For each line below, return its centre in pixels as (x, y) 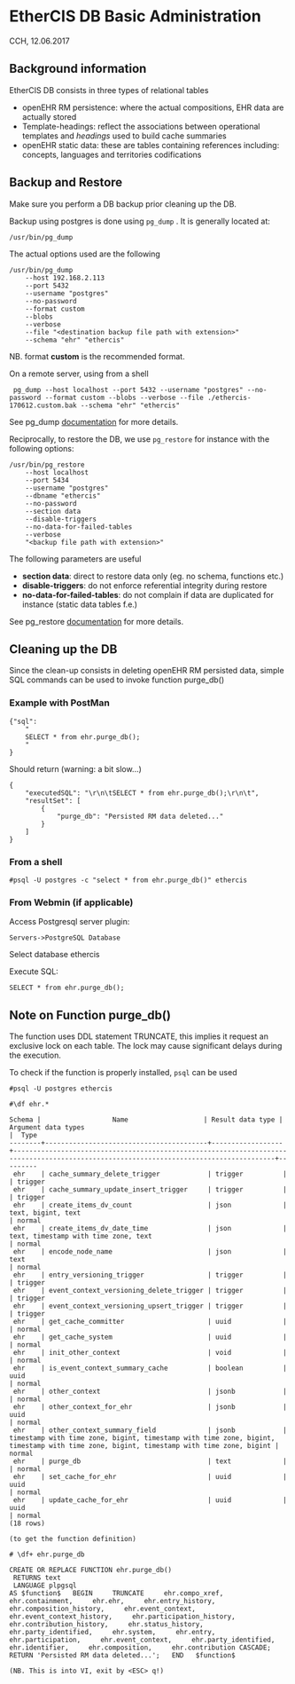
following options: (42, 448)
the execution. (35, 1055)
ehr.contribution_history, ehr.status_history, (106, 1625)
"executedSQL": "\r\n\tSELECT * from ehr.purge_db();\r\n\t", (142, 793)
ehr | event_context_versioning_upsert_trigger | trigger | (150, 1306)
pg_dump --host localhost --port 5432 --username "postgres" (128, 390)
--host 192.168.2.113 (65, 278)
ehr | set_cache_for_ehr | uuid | (150, 1477)
